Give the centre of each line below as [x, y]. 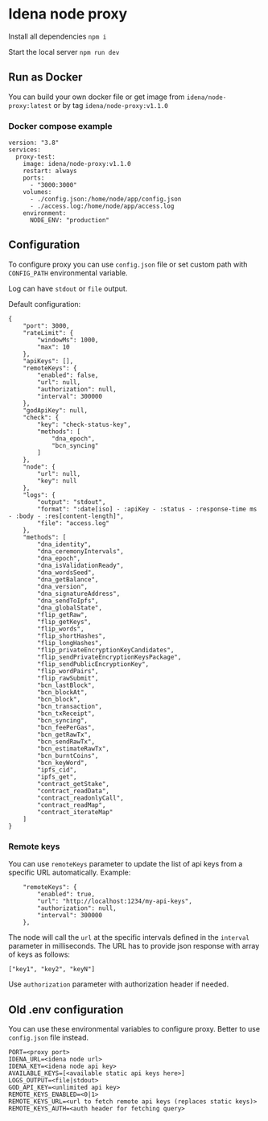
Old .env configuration [66, 1009]
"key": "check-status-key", [84, 424]
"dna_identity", [64, 544]
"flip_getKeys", [64, 622]
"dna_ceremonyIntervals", [81, 551]
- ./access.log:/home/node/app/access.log [102, 206]
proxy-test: [36, 157]
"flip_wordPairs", [68, 671]
